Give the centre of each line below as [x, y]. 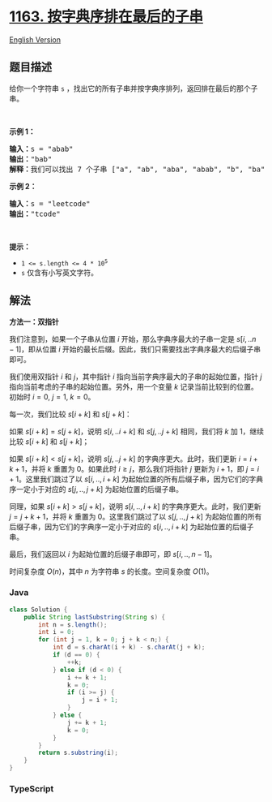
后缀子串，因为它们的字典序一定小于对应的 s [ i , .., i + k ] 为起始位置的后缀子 [132, 526]
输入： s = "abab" [41, 149]
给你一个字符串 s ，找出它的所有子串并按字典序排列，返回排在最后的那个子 [134, 88]
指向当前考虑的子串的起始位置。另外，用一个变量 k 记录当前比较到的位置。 [134, 386]
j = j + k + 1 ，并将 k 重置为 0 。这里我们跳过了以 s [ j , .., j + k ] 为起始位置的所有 [136, 516]
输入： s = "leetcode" [50, 203]
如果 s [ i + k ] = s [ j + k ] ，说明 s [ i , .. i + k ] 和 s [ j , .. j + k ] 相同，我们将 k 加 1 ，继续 [137, 431]
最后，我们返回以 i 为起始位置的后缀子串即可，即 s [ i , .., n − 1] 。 [113, 554]
